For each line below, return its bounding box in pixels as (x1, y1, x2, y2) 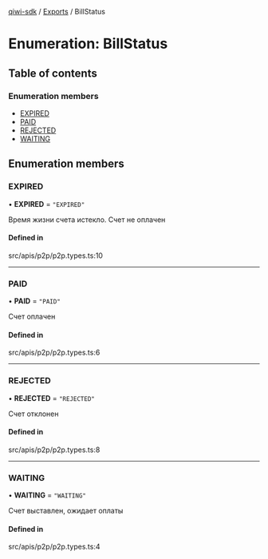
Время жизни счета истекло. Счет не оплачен (8, 215, 166, 224)
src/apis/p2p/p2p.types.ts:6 (8, 347, 100, 358)
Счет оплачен (8, 311, 56, 322)
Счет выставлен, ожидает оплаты (8, 506, 124, 516)
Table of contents (8, 66, 97, 80)
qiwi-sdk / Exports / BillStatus (8, 7, 106, 16)
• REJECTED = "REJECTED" (8, 393, 96, 402)
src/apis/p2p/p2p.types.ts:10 (8, 251, 104, 260)
